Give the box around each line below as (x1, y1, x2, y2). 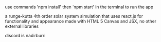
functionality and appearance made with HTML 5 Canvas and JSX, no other (5, 19, 157, 24)
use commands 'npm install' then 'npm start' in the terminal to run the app (5, 4, 154, 10)
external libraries (5, 23, 39, 29)
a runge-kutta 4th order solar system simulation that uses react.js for (5, 13, 143, 19)
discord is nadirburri (5, 33, 46, 38)
